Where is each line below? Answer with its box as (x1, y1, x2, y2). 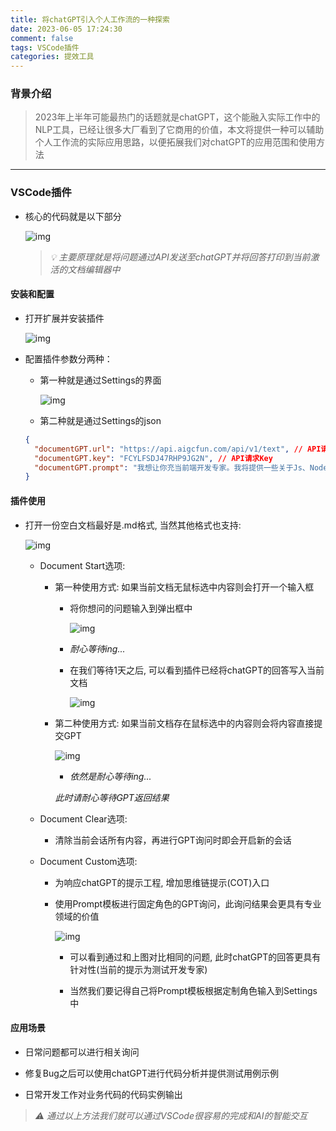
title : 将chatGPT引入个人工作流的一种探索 (10, 14, 170, 25)
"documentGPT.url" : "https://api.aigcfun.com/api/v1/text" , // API (34, 444, 322, 454)
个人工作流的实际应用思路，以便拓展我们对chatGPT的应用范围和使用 (34, 136, 317, 148)
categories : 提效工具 (10, 52, 95, 62)
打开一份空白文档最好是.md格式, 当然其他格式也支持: (24, 519, 242, 531)
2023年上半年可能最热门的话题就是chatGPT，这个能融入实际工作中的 (34, 111, 321, 123)
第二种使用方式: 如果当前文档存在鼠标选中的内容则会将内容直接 (54, 717, 315, 729)
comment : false (10, 33, 74, 43)
